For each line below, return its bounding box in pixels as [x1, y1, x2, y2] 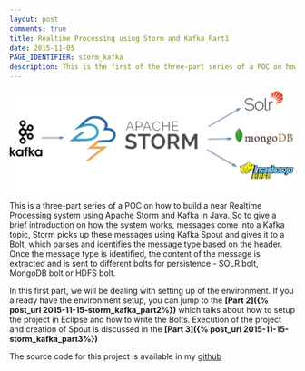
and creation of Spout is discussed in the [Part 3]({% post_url [9, 323, 242, 335]
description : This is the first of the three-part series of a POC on [9, 63, 282, 72]
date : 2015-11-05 [9, 44, 75, 53]
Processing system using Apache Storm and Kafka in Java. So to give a [9, 210, 277, 220]
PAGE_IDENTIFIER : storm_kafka [9, 53, 124, 63]
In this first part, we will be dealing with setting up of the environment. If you [9, 285, 295, 296]
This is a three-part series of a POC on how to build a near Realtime [9, 200, 262, 210]
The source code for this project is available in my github [9, 350, 222, 362]
